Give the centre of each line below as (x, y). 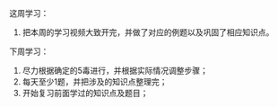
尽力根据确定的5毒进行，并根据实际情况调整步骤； (115, 71)
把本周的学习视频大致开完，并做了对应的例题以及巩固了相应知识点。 (148, 32)
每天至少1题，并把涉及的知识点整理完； (95, 82)
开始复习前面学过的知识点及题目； (85, 93)
